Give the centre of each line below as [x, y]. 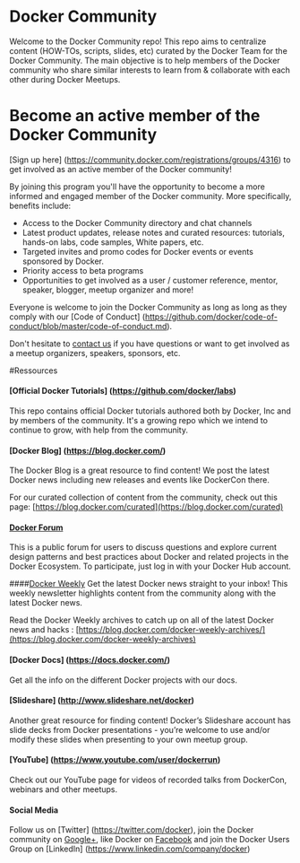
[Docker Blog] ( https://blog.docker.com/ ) [88, 450]
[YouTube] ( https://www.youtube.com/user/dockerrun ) [115, 760]
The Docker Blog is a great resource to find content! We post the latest [140, 471]
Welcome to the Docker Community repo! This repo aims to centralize [138, 41]
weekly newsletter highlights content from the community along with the [142, 593]
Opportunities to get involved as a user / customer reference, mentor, [150, 280]
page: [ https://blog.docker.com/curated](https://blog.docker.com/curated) [146, 507]
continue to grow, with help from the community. [99, 430]
